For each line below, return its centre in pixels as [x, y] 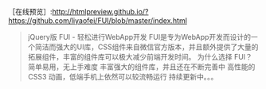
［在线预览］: [31, 12]
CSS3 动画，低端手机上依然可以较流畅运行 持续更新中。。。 [123, 77]
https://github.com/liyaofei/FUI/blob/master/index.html [98, 21]
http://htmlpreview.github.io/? [100, 12]
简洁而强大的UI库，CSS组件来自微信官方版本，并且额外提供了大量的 [147, 47]
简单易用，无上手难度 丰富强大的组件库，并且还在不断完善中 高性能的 [141, 67]
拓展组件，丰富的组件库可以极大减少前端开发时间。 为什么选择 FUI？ [140, 57]
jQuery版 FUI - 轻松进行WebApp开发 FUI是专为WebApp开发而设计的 [139, 37]
